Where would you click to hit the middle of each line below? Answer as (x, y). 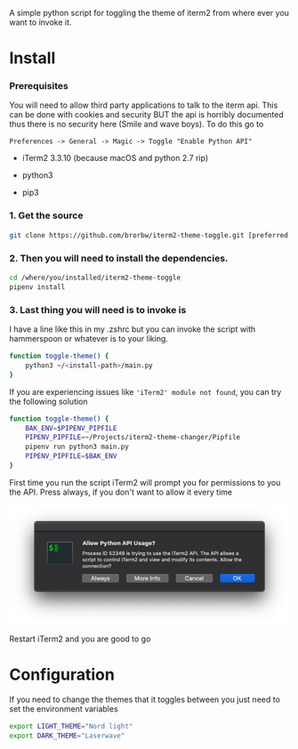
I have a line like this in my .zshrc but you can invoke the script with (133, 329)
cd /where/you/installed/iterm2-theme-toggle (95, 278)
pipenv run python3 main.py (77, 447)
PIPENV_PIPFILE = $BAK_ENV (71, 456)
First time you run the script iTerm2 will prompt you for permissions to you (145, 482)
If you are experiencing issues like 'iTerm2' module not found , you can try (145, 391)
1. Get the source (46, 215)
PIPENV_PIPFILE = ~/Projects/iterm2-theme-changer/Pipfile (133, 438)
